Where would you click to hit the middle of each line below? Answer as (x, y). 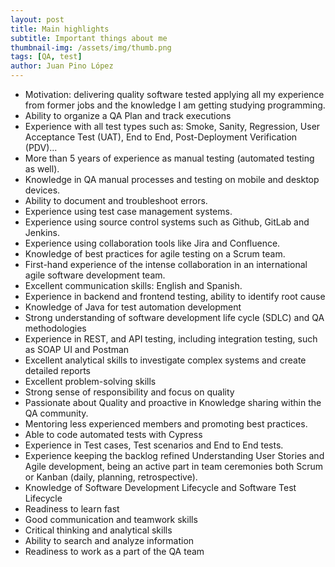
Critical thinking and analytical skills (98, 530)
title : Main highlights (60, 29)
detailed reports (57, 370)
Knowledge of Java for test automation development (133, 307)
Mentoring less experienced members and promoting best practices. (166, 424)
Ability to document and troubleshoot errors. (116, 200)
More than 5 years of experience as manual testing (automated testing (169, 158)
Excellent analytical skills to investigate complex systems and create (165, 360)
